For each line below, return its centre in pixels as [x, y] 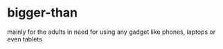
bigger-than [43, 13]
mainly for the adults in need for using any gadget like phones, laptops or [111, 32]
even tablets [25, 39]
